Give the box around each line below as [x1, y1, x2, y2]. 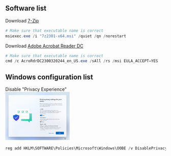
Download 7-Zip [5, 17, 39, 23]
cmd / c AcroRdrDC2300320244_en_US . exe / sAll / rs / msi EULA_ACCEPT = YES [5, 59, 158, 64]
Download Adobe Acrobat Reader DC [5, 43, 83, 49]
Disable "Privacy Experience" [5, 86, 67, 92]
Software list [5, 4, 47, 13]
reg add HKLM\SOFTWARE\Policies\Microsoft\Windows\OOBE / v [5, 146, 133, 151]
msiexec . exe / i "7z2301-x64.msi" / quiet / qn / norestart [5, 33, 126, 39]
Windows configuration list [5, 72, 93, 81]
